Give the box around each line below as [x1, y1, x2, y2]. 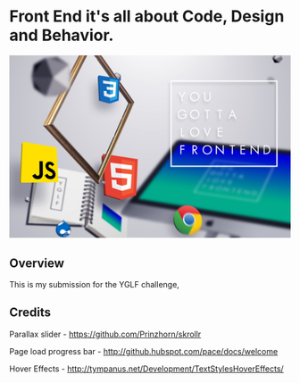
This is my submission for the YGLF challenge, [9, 279, 180, 290]
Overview [9, 255, 65, 271]
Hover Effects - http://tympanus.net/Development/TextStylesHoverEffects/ [9, 363, 284, 374]
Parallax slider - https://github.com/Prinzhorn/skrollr [9, 329, 202, 339]
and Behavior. [9, 25, 114, 46]
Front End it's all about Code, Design [9, 6, 285, 27]
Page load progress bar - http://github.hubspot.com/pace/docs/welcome [9, 346, 279, 356]
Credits [9, 305, 52, 321]
